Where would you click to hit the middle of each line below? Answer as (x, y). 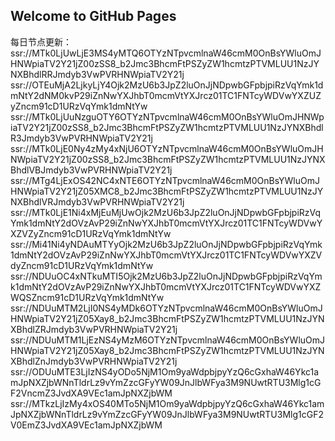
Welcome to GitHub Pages (93, 16)
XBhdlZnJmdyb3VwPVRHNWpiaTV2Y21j (94, 361)
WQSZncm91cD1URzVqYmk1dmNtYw (87, 297)
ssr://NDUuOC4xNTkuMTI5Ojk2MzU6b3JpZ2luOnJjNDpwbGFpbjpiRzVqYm (166, 276)
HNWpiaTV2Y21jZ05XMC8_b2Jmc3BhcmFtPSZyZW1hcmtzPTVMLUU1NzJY (167, 191)
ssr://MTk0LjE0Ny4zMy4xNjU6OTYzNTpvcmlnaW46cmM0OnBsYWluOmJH (167, 148)
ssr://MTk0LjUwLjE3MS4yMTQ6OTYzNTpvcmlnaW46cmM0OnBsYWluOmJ (166, 53)
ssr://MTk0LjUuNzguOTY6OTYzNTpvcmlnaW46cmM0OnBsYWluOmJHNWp (167, 116)
